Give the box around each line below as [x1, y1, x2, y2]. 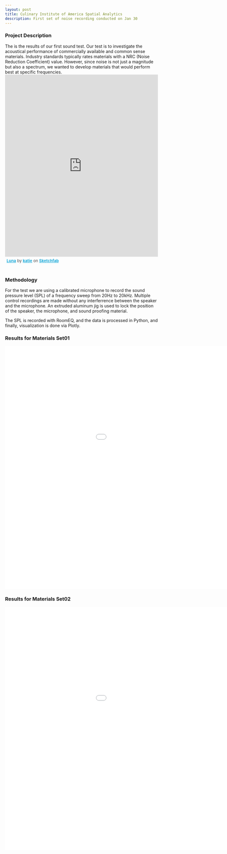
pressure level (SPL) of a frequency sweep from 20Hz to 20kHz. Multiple [5, 292, 151, 298]
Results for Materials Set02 [5, 596, 71, 602]
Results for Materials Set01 [5, 335, 70, 342]
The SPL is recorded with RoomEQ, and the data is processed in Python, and [5, 317, 158, 323]
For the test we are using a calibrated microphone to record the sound [5, 287, 145, 293]
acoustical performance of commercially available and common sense [5, 48, 146, 54]
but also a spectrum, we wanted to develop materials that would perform [5, 64, 150, 69]
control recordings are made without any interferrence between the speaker [5, 297, 157, 304]
